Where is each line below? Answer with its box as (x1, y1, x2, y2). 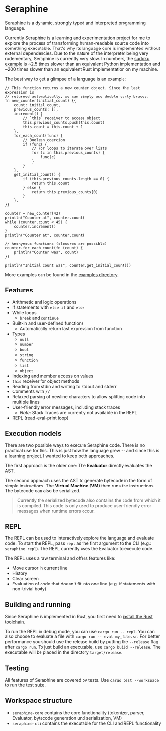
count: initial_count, (14, 102, 61, 107)
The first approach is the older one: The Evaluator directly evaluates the (5, 462, 152, 468)
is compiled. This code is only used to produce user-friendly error (17, 502, 152, 508)
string (19, 352, 34, 357)
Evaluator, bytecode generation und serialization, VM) (12, 715, 122, 721)
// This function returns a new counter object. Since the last (5, 85, 140, 90)
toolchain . (5, 619, 26, 625)
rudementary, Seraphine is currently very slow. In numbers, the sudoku (5, 55, 150, 61)
